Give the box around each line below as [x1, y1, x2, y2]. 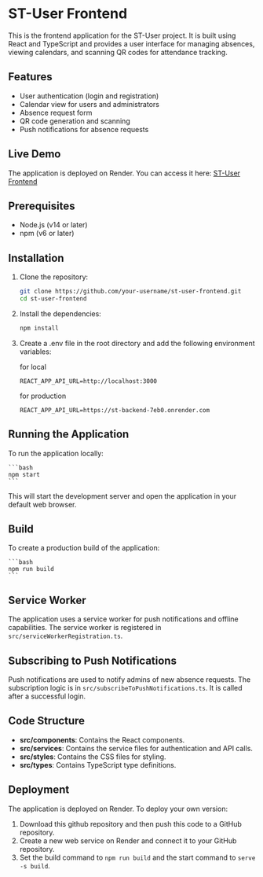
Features [8, 70, 53, 83]
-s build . [19, 860, 51, 870]
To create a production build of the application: [8, 544, 160, 553]
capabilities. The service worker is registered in [8, 623, 162, 632]
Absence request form [19, 108, 93, 117]
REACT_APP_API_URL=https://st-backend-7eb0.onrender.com [19, 406, 210, 414]
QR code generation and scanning [19, 116, 131, 126]
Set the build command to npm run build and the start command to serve [19, 853, 256, 862]
